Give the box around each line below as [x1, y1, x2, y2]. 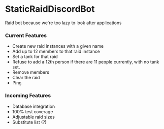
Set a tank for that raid [12, 54, 58, 60]
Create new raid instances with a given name [12, 43, 104, 49]
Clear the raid [12, 75, 40, 81]
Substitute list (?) [12, 119, 47, 125]
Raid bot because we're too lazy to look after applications [5, 20, 122, 26]
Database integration [12, 103, 55, 109]
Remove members [12, 69, 49, 75]
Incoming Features [5, 92, 51, 99]
